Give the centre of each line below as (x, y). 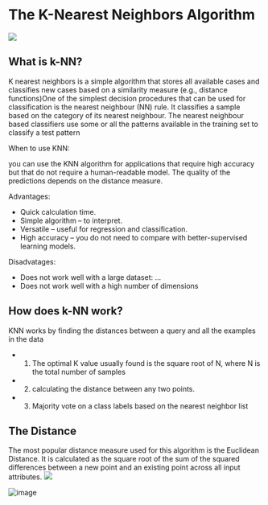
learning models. (48, 246)
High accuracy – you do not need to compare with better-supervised (134, 237)
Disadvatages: (32, 261)
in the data (26, 339)
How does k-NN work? (66, 311)
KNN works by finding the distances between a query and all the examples (132, 331)
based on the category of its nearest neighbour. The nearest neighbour (126, 115)
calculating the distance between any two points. (113, 388)
